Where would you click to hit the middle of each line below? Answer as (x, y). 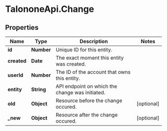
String (39, 89)
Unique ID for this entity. (84, 50)
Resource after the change (86, 115)
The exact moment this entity (90, 58)
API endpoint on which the (86, 86)
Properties (22, 28)
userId (15, 75)
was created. (71, 64)
